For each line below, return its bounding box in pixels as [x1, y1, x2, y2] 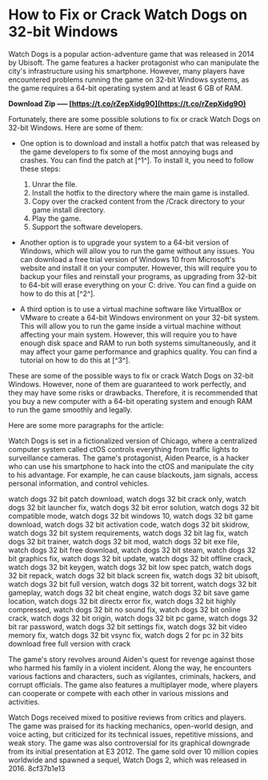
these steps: [19, 164, 62, 173]
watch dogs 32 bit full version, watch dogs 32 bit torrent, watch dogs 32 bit [8, 579, 258, 588]
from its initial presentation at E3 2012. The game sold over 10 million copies [8, 746, 258, 756]
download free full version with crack [8, 639, 131, 649]
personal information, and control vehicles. [8, 479, 150, 488]
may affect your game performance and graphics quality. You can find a [19, 346, 258, 356]
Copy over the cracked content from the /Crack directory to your [31, 196, 246, 206]
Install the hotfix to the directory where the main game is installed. [31, 188, 250, 197]
